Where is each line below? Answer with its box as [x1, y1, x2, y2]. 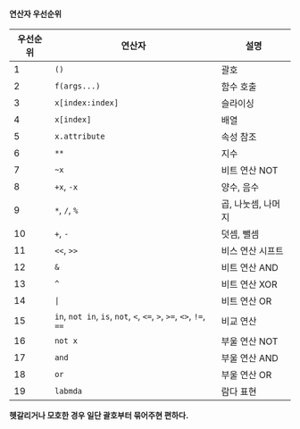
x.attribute [54, 131, 105, 142]
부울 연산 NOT [221, 335, 279, 348]
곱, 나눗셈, [221, 198, 262, 210]
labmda [54, 386, 83, 397]
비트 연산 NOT [221, 164, 279, 177]
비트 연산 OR [221, 295, 272, 307]
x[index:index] [54, 98, 119, 108]
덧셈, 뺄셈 [221, 228, 260, 240]
